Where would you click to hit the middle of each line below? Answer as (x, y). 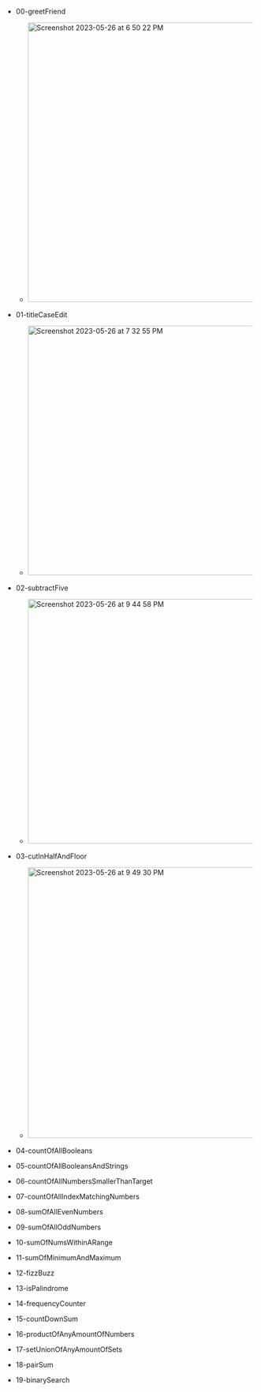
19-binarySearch (43, 1380)
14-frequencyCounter (51, 1304)
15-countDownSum (47, 1319)
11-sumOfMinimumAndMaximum (68, 1257)
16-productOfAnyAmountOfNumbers (75, 1334)
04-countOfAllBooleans (54, 1151)
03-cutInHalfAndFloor (51, 856)
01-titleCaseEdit (41, 314)
